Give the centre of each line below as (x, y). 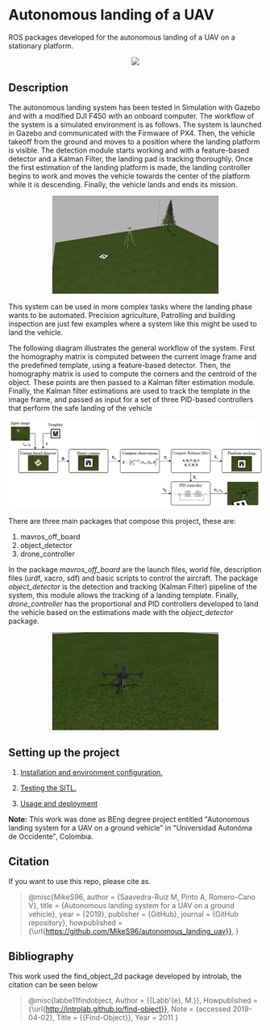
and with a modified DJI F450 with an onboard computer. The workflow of (131, 115)
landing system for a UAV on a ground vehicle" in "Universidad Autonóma (130, 827)
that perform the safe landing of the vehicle (81, 408)
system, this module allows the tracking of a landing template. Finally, (124, 595)
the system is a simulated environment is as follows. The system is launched (135, 124)
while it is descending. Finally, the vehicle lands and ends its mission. (123, 184)
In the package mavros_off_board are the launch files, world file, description (135, 569)
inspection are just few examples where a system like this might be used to (133, 324)
